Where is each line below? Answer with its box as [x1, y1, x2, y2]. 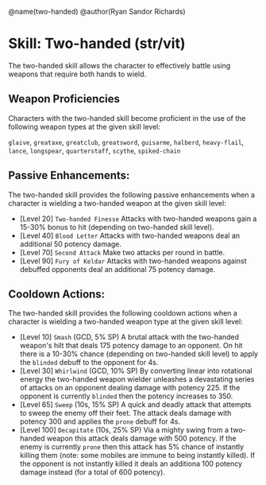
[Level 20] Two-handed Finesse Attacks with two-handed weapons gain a [19, 214, 257, 223]
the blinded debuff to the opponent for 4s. [19, 358, 159, 367]
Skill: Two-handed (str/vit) [8, 35, 186, 52]
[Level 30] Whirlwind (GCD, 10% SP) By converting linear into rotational [19, 366, 253, 376]
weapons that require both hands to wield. [8, 69, 147, 79]
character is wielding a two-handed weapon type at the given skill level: [8, 317, 244, 327]
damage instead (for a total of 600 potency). [19, 468, 165, 477]
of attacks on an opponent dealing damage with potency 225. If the [19, 383, 241, 393]
